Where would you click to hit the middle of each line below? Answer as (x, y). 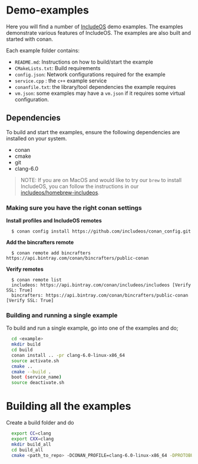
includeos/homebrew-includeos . (60, 193)
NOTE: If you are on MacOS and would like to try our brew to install (101, 180)
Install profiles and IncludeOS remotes (54, 221)
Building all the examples (69, 406)
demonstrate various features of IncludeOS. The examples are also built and (99, 32)
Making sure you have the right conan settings (74, 208)
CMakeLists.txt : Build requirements (57, 68)
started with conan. (29, 39)
